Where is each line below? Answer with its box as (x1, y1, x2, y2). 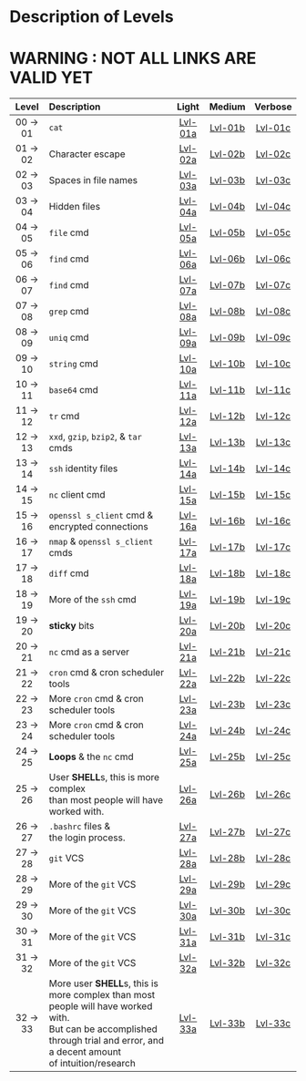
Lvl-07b (209, 279, 246, 292)
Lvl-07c (255, 279, 291, 292)
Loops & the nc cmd (48, 750, 134, 763)
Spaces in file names (48, 174, 138, 187)
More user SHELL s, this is (48, 977, 159, 990)
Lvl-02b (209, 148, 246, 160)
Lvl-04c (255, 201, 291, 213)
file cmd (48, 226, 89, 239)
